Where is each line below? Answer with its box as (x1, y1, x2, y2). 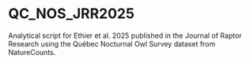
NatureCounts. (8, 47, 56, 57)
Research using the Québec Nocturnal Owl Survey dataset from (8, 39, 216, 48)
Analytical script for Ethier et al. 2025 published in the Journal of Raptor (8, 31, 243, 40)
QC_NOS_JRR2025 (8, 5, 134, 23)
